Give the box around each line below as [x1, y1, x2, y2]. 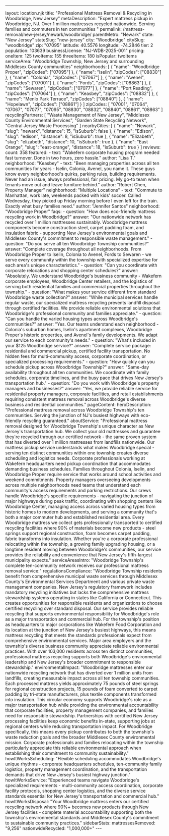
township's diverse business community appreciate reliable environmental [5, 643, 159, 649]
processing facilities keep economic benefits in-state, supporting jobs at [5, 718, 155, 724]
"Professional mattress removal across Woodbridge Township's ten [5, 407, 145, 413]
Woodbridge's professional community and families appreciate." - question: [5, 310, 162, 316]
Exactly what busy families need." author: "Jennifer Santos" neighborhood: [5, 203, 160, 209]
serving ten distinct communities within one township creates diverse [5, 450, 149, 456]
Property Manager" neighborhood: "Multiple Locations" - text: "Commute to [5, 187, 162, 193]
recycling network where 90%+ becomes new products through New [5, 804, 149, 810]
